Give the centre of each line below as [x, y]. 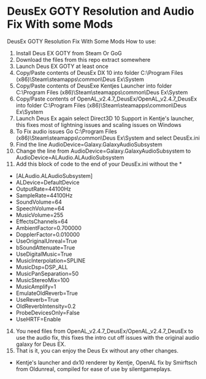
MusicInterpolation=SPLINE [51, 260]
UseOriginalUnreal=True [46, 241]
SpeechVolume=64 [40, 208]
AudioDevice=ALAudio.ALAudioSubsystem [70, 157]
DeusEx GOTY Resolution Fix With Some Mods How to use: [82, 41]
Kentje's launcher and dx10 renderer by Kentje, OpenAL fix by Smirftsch [107, 362]
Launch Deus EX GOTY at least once [62, 66]
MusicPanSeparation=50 [47, 274]
